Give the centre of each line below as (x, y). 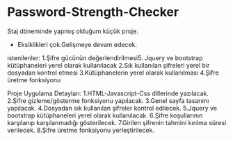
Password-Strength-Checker (93, 12)
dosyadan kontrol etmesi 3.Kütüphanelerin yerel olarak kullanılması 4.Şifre (113, 73)
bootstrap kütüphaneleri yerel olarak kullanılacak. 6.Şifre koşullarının (105, 115)
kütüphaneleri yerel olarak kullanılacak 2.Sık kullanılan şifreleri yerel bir (109, 65)
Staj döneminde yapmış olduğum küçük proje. (73, 31)
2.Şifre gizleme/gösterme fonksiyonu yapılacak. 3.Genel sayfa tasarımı (108, 100)
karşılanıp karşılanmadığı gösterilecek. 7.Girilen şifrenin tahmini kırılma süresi (117, 122)
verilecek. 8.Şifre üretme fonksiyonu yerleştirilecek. (81, 130)
